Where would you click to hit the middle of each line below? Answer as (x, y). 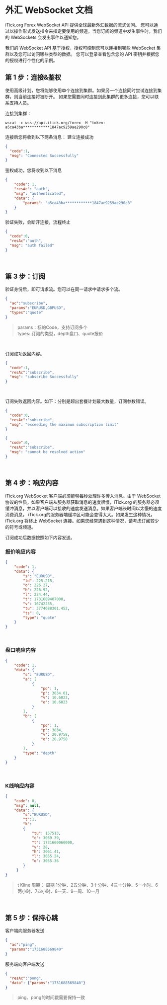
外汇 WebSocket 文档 (49, 10)
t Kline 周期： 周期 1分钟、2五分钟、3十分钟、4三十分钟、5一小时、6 (87, 885)
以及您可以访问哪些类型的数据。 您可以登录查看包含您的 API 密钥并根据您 (84, 54)
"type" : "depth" (40, 753)
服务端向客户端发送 (25, 964)
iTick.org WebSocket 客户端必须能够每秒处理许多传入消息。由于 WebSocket (83, 496)
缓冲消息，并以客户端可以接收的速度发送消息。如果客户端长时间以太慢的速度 (83, 508)
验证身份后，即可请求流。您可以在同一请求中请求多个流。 (64, 289)
